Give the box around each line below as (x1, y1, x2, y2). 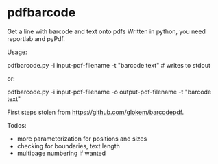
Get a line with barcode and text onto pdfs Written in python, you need (7, 27, 206, 36)
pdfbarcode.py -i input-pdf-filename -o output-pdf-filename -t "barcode (7, 87, 212, 96)
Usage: (7, 48, 27, 56)
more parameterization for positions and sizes (16, 135, 147, 143)
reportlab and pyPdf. (7, 34, 65, 42)
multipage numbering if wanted (16, 149, 106, 157)
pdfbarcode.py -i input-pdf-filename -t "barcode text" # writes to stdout (7, 61, 211, 69)
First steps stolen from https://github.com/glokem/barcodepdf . (7, 108, 184, 116)
